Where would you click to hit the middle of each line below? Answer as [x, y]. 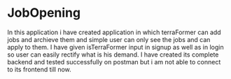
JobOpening [44, 13]
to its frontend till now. [39, 69]
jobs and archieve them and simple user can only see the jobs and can [109, 39]
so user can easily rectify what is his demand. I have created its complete [113, 55]
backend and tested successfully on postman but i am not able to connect [114, 62]
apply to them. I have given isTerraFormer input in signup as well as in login [115, 47]
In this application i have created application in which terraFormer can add [114, 32]
